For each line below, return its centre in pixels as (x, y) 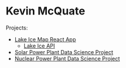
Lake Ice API (39, 46)
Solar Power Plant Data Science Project (64, 52)
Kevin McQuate (46, 11)
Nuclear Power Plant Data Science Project (67, 58)
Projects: (17, 28)
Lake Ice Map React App (45, 39)
